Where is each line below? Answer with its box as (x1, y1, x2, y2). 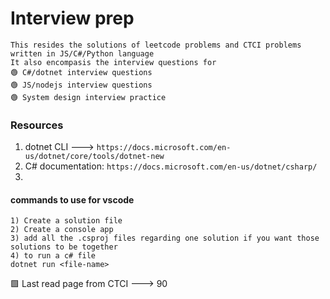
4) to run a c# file (10, 251, 97, 261)
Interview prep (10, 7, 135, 30)
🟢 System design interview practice (10, 92, 167, 102)
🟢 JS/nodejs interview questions (10, 80, 153, 90)
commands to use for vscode (10, 193, 135, 206)
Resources (10, 118, 64, 132)
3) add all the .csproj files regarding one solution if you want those (10, 233, 320, 244)
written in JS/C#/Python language (10, 48, 155, 59)
